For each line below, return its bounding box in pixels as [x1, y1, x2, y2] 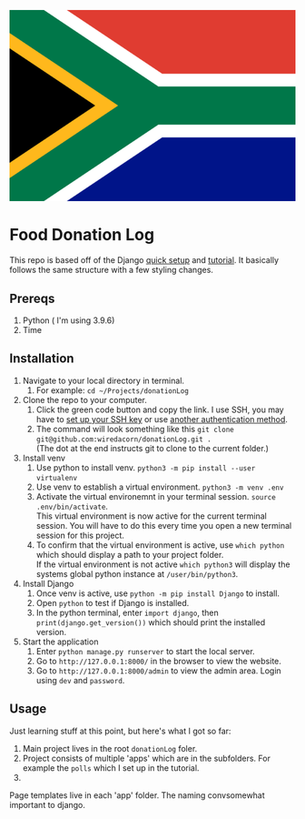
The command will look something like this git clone [35, 423, 234, 434]
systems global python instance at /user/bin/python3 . [35, 568, 239, 579]
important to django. [9, 799, 86, 810]
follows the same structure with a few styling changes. [9, 265, 213, 276]
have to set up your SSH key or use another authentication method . [35, 413, 289, 424]
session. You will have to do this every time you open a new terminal [35, 520, 292, 531]
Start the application [22, 636, 99, 647]
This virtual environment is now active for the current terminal [35, 511, 268, 521]
